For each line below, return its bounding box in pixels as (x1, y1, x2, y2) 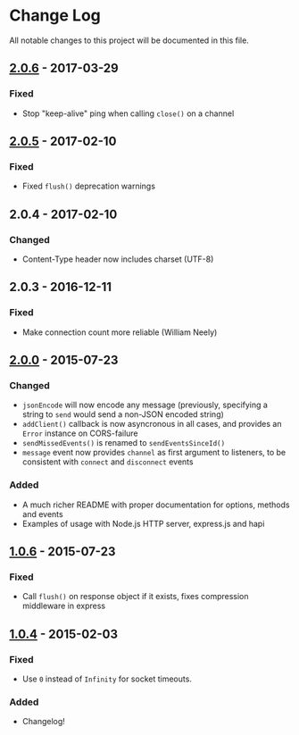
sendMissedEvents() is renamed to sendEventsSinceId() (21, 438, 226, 448)
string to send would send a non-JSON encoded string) (21, 409, 225, 420)
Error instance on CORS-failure (21, 428, 138, 438)
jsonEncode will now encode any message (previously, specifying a (21, 399, 268, 411)
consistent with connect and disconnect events (21, 456, 194, 467)
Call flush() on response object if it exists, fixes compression (21, 591, 249, 602)
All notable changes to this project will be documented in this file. (9, 35, 250, 46)
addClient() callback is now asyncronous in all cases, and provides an (21, 419, 282, 430)
